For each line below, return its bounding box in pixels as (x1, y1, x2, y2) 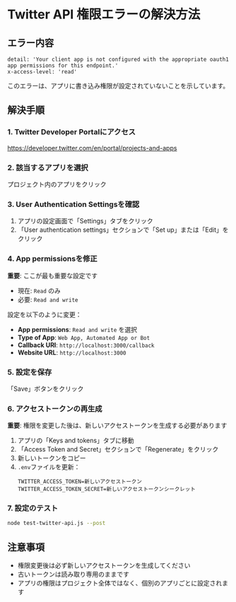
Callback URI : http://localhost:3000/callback (17, 341, 155, 349)
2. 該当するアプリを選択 (7, 163, 88, 172)
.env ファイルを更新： (17, 463, 81, 471)
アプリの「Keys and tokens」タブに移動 (17, 436, 134, 445)
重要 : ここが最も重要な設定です (7, 271, 98, 280)
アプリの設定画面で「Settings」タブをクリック (17, 217, 153, 225)
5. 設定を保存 (7, 367, 52, 377)
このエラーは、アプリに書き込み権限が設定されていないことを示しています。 (7, 82, 230, 90)
